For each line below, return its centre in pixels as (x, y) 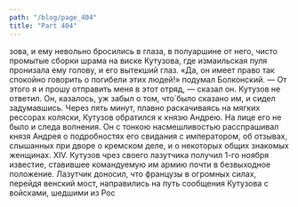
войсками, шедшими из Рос (62, 193)
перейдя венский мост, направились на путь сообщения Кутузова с (139, 183)
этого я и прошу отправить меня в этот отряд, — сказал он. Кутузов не (145, 89)
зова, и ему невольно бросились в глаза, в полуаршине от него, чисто (144, 51)
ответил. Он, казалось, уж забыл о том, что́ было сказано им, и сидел (142, 98)
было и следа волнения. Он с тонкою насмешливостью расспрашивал (144, 126)
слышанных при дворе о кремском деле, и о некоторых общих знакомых (149, 145)
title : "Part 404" (43, 26)
